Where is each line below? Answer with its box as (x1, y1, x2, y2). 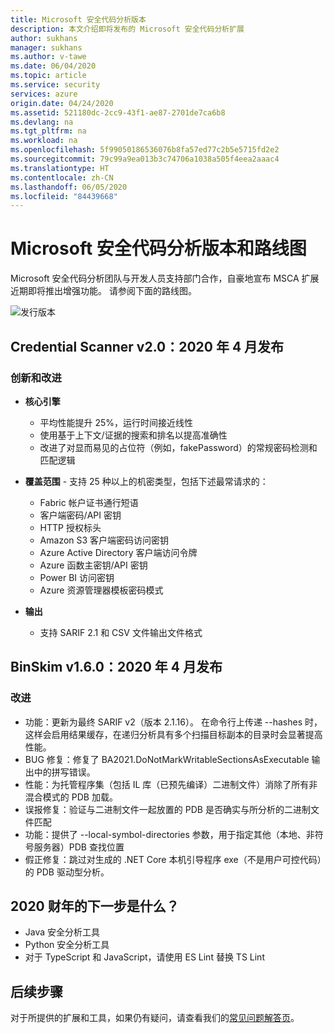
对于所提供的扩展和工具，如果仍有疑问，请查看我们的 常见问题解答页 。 (10, 1012, 300, 1024)
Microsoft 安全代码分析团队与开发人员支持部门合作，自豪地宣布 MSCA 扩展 (10, 272, 320, 285)
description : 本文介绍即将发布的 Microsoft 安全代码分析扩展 (10, 24, 245, 34)
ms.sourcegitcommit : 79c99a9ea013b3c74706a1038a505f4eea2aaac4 (10, 154, 280, 164)
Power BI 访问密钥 (39, 571, 115, 583)
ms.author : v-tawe (10, 52, 87, 62)
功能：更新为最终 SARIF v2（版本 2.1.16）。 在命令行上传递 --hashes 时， (24, 716, 323, 728)
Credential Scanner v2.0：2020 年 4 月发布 (10, 338, 285, 355)
